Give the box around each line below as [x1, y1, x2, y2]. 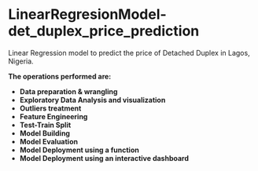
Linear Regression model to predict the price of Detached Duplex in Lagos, [8, 48, 250, 57]
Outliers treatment [19, 104, 82, 113]
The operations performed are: [8, 71, 112, 81]
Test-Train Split [19, 120, 72, 129]
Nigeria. [8, 56, 34, 66]
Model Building [19, 128, 71, 138]
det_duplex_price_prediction [8, 22, 200, 40]
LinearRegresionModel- [8, 5, 167, 24]
